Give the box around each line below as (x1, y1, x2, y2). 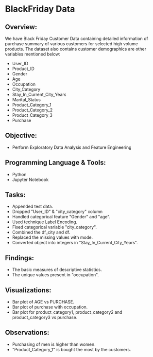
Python (12, 171, 27, 177)
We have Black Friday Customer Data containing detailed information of (5, 36, 148, 41)
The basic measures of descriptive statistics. (12, 267, 102, 273)
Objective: (5, 131, 37, 140)
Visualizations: (5, 286, 52, 294)
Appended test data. (12, 203, 53, 210)
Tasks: (5, 191, 26, 199)
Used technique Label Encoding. (12, 219, 78, 225)
